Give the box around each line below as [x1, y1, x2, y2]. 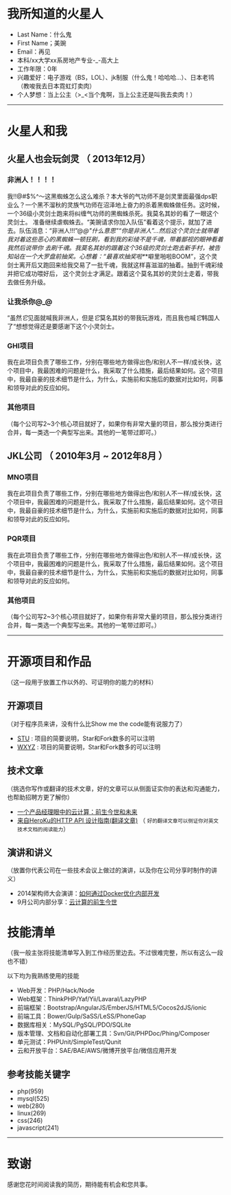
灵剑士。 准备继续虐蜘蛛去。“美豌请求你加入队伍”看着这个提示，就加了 [7, 218, 207, 226]
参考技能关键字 [7, 1069, 71, 1080]
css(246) [16, 1117, 43, 1125]
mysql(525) [16, 1095, 50, 1103]
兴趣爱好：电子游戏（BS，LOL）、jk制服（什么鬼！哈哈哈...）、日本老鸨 [16, 73, 215, 81]
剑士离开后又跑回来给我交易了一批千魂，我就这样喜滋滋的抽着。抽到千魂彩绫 [7, 260, 223, 269]
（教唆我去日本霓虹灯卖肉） [16, 82, 96, 90]
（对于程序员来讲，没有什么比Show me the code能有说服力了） [7, 719, 186, 728]
